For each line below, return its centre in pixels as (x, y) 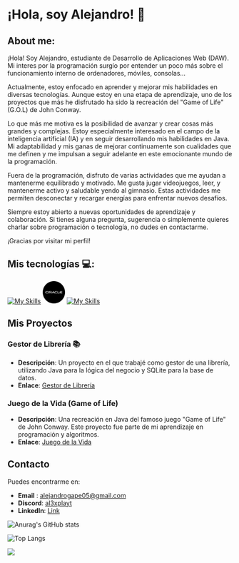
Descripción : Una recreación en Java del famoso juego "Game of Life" (122, 419)
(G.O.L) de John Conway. (44, 110)
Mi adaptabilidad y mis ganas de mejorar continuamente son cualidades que (119, 146)
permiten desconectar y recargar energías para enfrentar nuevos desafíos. (117, 198)
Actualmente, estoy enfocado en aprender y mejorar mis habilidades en (112, 87)
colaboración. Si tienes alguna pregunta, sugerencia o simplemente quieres (118, 219)
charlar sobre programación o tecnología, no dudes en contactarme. (108, 227)
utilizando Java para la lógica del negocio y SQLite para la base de (116, 370)
